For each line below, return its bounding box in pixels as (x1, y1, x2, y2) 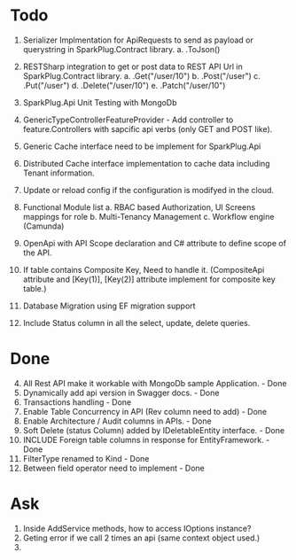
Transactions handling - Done (22, 396, 132, 408)
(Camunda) (22, 221, 65, 231)
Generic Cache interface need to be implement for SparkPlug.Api (22, 141, 261, 152)
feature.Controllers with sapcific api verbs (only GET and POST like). (22, 123, 273, 134)
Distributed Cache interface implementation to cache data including (22, 158, 270, 168)
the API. (22, 247, 52, 258)
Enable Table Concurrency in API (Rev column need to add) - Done (22, 406, 268, 416)
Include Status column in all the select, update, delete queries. (22, 317, 251, 328)
